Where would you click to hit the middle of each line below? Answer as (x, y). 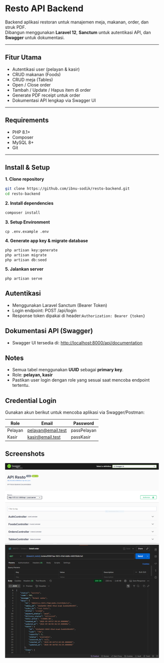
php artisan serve (24, 279)
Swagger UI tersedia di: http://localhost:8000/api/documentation (77, 342)
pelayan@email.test (47, 430)
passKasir (81, 437)
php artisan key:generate (31, 250)
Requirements (27, 120)
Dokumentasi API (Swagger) (49, 331)
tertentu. (21, 385)
